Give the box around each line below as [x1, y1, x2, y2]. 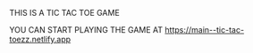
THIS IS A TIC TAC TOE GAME [9, 8, 121, 18]
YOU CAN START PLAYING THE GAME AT [9, 25, 164, 34]
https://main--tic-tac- [164, 25, 244, 34]
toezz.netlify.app [9, 34, 72, 44]
